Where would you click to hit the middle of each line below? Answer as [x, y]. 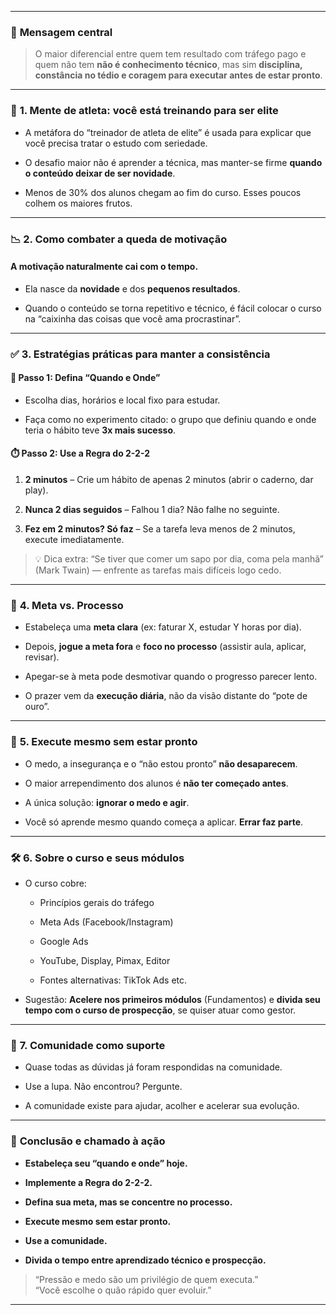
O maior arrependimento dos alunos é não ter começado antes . [156, 783]
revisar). [42, 657]
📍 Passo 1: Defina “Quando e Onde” [85, 378]
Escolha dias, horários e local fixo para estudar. [122, 400]
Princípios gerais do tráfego [97, 902]
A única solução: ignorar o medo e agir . [107, 802]
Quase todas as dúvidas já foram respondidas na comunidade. [153, 1067]
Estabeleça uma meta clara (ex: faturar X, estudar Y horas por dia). [163, 627]
